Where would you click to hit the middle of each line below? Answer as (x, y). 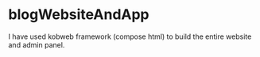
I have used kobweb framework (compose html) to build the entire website (130, 36)
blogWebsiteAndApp (79, 15)
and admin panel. (37, 44)
